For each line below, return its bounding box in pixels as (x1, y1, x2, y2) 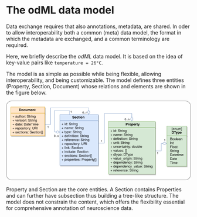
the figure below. (6, 89, 47, 96)
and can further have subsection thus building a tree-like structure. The (6, 192, 179, 199)
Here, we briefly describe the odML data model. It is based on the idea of (6, 53, 183, 60)
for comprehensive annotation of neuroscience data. (6, 205, 133, 212)
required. (6, 42, 28, 49)
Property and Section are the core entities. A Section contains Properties (6, 186, 182, 193)
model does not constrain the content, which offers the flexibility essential (6, 198, 185, 205)
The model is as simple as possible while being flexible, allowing (6, 70, 162, 77)
